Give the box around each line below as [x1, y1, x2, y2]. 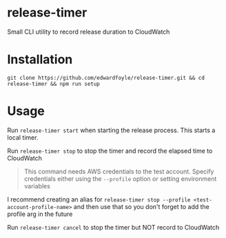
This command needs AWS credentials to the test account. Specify [23, 167, 214, 175]
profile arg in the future [7, 210, 73, 218]
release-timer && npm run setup [7, 80, 100, 87]
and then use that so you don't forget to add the [73, 202, 210, 210]
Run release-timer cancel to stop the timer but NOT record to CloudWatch [7, 223, 220, 231]
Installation [7, 52, 73, 67]
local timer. [7, 133, 39, 142]
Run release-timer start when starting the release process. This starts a [7, 126, 216, 134]
